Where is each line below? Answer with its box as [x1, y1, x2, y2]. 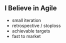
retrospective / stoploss [11, 22, 61, 28]
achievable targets [11, 27, 50, 34]
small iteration [11, 17, 41, 23]
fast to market [11, 33, 41, 39]
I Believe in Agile [4, 4, 57, 12]
